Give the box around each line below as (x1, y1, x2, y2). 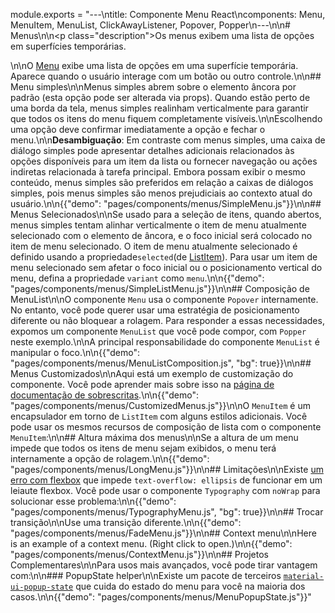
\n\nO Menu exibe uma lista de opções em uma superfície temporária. (10, 60, 299, 71)
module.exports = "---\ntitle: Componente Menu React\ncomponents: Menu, (10, 9, 326, 20)
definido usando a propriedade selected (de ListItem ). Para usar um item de (10, 251, 318, 263)
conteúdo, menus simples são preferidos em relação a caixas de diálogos (10, 177, 314, 188)
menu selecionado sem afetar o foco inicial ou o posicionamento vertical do (10, 262, 323, 273)
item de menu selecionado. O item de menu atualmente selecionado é (10, 240, 298, 252)
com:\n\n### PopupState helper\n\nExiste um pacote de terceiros (10, 570, 282, 581)
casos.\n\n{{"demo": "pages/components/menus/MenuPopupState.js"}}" (10, 591, 312, 603)
